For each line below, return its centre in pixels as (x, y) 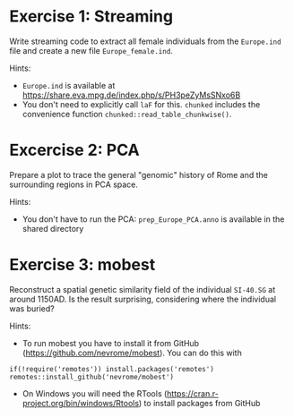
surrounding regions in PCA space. (74, 184)
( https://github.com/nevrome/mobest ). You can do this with (132, 353)
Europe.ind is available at (69, 85)
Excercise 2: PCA (75, 150)
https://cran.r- (193, 393)
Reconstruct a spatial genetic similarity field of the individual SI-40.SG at (143, 289)
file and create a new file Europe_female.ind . (91, 50)
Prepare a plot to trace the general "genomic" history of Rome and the (139, 174)
